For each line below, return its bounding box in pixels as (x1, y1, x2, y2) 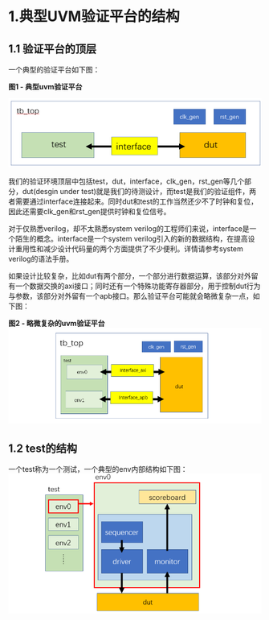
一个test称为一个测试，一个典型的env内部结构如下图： (8, 465, 188, 474)
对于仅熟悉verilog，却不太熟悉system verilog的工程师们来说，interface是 (8, 224, 251, 234)
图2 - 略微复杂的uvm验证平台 (8, 319, 105, 328)
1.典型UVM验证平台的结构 (8, 7, 180, 26)
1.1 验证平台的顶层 (8, 42, 97, 56)
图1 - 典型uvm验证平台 (8, 82, 83, 91)
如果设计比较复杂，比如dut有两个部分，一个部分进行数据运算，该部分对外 (8, 271, 251, 280)
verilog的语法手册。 (8, 254, 74, 263)
